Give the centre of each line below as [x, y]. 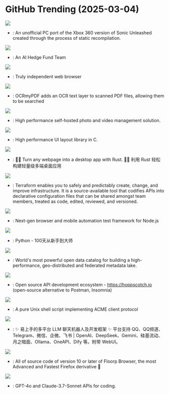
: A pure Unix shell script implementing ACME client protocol [75, 309]
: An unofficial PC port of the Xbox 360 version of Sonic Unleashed [82, 33]
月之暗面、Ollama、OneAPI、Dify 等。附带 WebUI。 [66, 342]
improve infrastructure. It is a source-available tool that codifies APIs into [88, 191]
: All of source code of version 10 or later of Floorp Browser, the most [84, 361]
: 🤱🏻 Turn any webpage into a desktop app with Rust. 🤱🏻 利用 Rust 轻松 [86, 159]
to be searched [28, 101]
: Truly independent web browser [47, 76]
